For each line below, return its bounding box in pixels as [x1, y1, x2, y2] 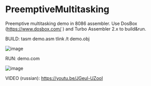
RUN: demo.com [5, 55, 40, 62]
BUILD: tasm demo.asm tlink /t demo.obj [5, 36, 90, 42]
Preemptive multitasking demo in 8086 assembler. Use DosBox [5, 20, 137, 26]
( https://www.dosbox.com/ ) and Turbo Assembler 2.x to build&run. [5, 25, 146, 32]
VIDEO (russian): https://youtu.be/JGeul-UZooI [5, 75, 103, 81]
